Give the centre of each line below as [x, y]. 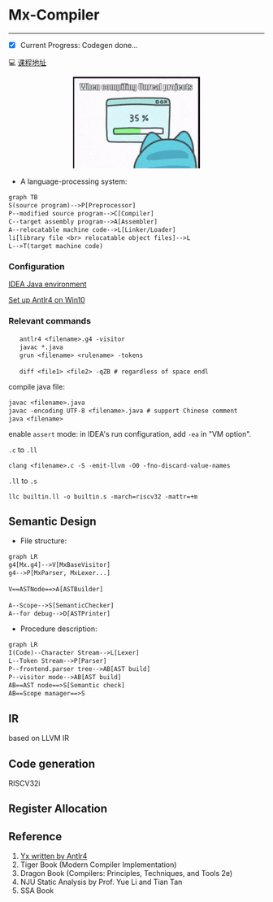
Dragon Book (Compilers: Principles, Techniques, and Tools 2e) [126, 874]
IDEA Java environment [48, 284]
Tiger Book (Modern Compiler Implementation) [98, 865]
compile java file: [37, 386]
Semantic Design [52, 521]
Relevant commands [50, 321]
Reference [35, 837]
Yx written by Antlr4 [54, 856]
